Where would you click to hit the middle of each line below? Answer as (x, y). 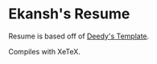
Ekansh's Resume (69, 14)
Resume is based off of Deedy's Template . (79, 36)
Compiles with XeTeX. (44, 51)
